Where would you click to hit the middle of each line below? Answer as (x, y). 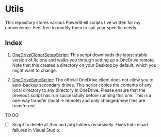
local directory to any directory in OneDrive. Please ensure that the (79, 90)
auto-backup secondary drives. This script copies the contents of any (82, 85)
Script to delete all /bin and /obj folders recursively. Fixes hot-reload (80, 124)
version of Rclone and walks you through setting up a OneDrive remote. (83, 60)
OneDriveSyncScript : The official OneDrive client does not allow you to (83, 79)
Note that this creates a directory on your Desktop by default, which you (84, 65)
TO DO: (13, 115)
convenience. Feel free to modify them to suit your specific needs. (71, 27)
